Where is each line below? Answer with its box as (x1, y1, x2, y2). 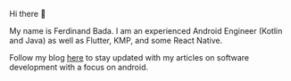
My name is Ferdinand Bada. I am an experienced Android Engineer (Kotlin (9, 26, 283, 36)
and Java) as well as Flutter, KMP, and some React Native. (9, 36, 223, 45)
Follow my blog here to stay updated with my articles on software (9, 53, 250, 62)
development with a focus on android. (9, 62, 149, 72)
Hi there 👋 (9, 9, 46, 19)
